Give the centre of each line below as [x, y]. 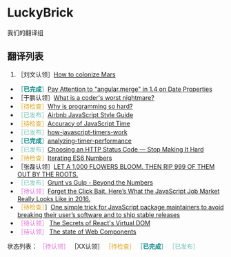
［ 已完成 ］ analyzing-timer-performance [74, 141]
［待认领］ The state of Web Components [77, 232]
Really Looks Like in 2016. [54, 198]
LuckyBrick [40, 13]
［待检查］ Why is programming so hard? [75, 106]
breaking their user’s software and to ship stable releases [99, 214]
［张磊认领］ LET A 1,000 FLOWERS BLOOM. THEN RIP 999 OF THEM [116, 166]
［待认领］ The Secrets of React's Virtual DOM [83, 223]
